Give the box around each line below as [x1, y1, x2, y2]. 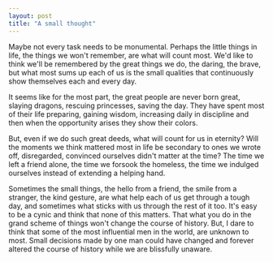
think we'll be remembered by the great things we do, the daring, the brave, [8, 58, 262, 69]
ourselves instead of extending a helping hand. [8, 168, 166, 178]
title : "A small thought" [8, 19, 96, 28]
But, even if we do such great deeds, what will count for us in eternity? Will [8, 133, 258, 143]
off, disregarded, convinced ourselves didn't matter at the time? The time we [8, 151, 265, 161]
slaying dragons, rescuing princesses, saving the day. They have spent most [8, 101, 265, 110]
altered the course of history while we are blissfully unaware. [8, 244, 213, 254]
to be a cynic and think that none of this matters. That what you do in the [8, 209, 252, 219]
